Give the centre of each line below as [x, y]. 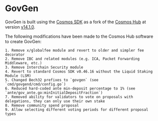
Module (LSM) [18, 76]
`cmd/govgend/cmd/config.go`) [36, 84]
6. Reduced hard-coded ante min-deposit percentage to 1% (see [70, 88]
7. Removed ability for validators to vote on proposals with [69, 97]
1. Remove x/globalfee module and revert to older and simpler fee [75, 50]
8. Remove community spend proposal [42, 105]
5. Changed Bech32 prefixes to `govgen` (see [52, 80]
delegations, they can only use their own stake [55, 101]
